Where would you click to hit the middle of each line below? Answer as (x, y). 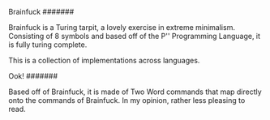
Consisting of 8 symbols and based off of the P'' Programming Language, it (135, 36)
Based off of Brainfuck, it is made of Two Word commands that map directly (135, 92)
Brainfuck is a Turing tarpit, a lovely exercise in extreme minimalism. (122, 27)
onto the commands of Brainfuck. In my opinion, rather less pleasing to (127, 100)
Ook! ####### (33, 76)
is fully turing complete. (48, 45)
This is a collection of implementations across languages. (104, 60)
